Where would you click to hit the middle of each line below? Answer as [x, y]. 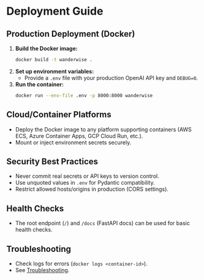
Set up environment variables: [55, 71]
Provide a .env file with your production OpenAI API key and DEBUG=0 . [111, 78]
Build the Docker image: [46, 48]
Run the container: [40, 84]
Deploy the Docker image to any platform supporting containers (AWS [103, 129]
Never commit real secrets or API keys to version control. [87, 176]
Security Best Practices [52, 161]
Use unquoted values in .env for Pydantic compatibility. [85, 183]
